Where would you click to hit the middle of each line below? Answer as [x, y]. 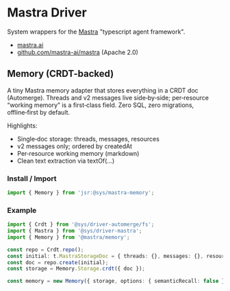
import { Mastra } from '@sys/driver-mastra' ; [75, 231]
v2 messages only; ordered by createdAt [74, 146]
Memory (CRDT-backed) [61, 74]
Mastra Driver [47, 13]
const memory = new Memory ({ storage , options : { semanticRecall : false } [116, 281]
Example [22, 210]
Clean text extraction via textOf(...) [66, 161]
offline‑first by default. [39, 112]
